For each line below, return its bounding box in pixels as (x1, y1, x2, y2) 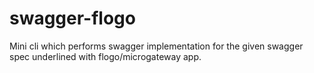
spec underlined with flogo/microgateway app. (9, 50, 202, 62)
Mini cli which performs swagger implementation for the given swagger (9, 40, 304, 52)
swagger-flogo (9, 7, 136, 30)
